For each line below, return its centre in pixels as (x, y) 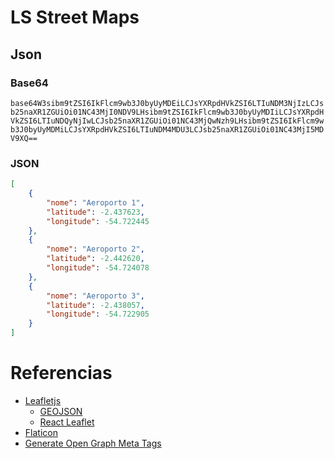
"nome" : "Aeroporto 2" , (95, 249)
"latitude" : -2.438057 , (95, 305)
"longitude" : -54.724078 (98, 268)
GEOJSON (61, 411)
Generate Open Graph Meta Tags (93, 443)
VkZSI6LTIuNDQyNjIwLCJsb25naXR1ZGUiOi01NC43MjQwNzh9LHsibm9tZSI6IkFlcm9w (167, 121)
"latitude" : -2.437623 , (95, 212)
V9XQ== (24, 138)
